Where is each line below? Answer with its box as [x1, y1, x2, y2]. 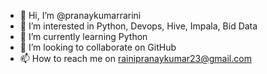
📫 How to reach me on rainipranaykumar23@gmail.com [19, 53, 252, 64]
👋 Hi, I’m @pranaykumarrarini [19, 10, 142, 21]
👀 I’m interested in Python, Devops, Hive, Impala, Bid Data [19, 20, 258, 32]
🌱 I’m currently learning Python [19, 31, 148, 42]
